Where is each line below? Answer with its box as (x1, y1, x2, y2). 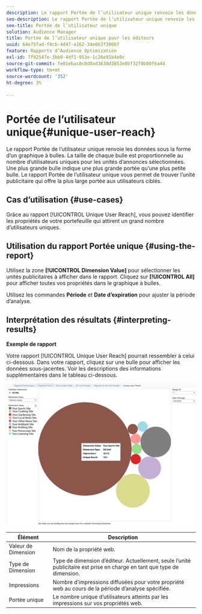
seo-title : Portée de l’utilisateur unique (6, 22, 117, 28)
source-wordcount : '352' (6, 73, 69, 80)
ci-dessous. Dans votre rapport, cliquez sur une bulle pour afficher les (6, 359, 180, 366)
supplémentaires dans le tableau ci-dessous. (6, 371, 118, 378)
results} (6, 324, 37, 334)
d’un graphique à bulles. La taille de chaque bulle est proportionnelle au (6, 152, 183, 159)
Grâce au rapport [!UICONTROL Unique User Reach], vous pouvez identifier (6, 211, 194, 218)
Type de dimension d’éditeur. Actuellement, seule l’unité (52, 557, 191, 565)
